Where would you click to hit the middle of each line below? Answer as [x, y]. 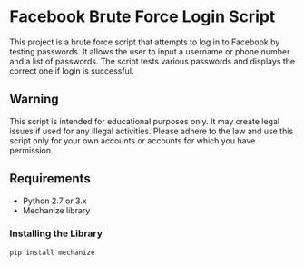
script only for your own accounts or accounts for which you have [132, 140]
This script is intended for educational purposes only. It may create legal [144, 121]
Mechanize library [56, 210]
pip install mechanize [52, 252]
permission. [31, 150]
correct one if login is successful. [72, 71]
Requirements [50, 179]
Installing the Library [56, 233]
